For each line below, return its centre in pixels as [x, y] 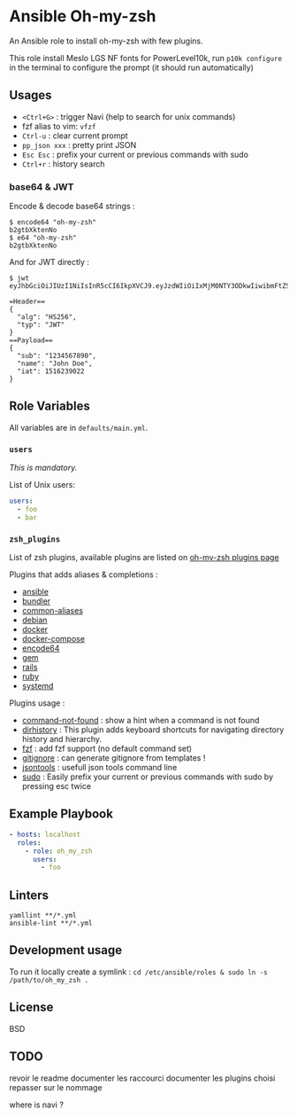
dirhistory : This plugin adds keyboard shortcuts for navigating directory [153, 730]
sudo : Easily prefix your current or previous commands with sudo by [148, 777]
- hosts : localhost [45, 834]
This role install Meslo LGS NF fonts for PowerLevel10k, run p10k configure [146, 58]
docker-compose [53, 639]
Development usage [66, 950]
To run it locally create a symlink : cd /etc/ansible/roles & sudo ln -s [138, 972]
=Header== [27, 302]
